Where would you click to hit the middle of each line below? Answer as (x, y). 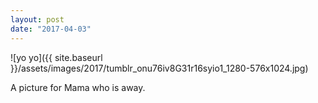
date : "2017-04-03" (51, 29)
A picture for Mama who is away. (78, 87)
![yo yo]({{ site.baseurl (56, 57)
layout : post (37, 19)
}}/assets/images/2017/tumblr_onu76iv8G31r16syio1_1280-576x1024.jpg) (159, 68)
